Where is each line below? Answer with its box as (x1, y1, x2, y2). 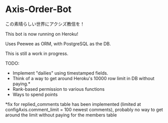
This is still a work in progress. (5, 50, 69, 56)
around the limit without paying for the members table (5, 112, 117, 118)
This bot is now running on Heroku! (5, 31, 78, 37)
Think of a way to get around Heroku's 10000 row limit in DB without (12, 75, 155, 81)
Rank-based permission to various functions (12, 86, 105, 92)
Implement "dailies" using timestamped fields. (12, 70, 108, 76)
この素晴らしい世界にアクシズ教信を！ (5, 21, 85, 27)
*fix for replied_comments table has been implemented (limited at (5, 101, 141, 107)
